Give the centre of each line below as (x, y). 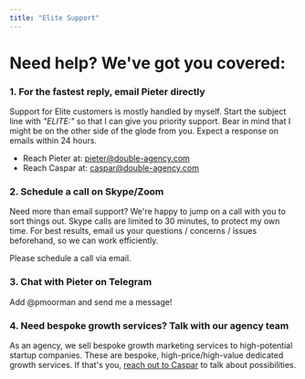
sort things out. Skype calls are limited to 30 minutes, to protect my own (145, 221)
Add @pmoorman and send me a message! (91, 301)
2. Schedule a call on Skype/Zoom (87, 192)
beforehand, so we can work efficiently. (84, 241)
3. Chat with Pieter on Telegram (81, 282)
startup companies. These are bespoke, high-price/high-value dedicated (147, 355)
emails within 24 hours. (53, 141)
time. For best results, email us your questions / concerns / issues (133, 231)
